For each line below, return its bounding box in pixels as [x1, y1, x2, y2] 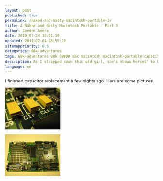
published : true [5, 13, 38, 18]
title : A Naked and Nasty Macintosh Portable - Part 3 [5, 23, 118, 28]
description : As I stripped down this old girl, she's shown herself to [5, 59, 155, 64]
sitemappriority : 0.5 [5, 44, 49, 49]
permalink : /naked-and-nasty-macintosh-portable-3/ [5, 18, 112, 23]
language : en [5, 64, 32, 69]
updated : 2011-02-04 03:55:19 [5, 39, 66, 44]
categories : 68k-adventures [5, 49, 62, 53]
